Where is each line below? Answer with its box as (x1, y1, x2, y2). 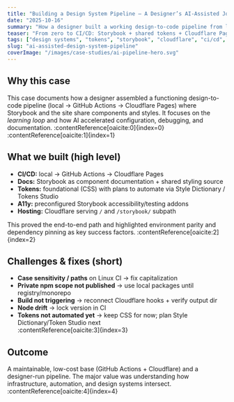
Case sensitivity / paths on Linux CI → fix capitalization (17, 274, 178, 282)
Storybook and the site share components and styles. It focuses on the (7, 108, 211, 117)
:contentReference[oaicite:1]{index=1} (7, 131, 116, 139)
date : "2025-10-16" (7, 17, 64, 24)
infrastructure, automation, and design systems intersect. (7, 380, 172, 388)
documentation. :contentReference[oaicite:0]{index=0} (7, 123, 165, 131)
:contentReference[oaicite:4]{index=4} (7, 387, 118, 396)
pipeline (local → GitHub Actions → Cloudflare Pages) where (23, 101, 197, 109)
